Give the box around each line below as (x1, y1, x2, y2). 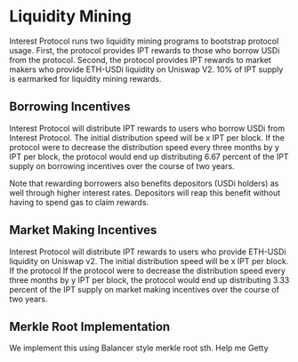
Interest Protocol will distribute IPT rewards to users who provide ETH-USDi (9, 246, 286, 257)
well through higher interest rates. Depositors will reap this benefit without (9, 187, 281, 197)
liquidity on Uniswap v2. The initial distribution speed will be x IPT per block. (9, 255, 289, 266)
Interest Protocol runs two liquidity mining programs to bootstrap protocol (9, 36, 279, 46)
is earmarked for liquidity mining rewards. (9, 73, 162, 84)
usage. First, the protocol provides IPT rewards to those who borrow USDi (9, 44, 280, 55)
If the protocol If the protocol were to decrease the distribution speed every (9, 265, 286, 276)
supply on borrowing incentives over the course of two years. (9, 160, 235, 171)
